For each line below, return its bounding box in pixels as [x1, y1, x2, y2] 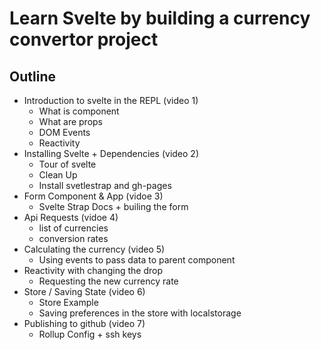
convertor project [9, 28, 159, 51]
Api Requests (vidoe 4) [23, 212, 119, 223]
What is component [38, 105, 120, 117]
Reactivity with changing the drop [23, 265, 164, 276]
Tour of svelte [38, 158, 97, 170]
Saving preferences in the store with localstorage [38, 307, 242, 319]
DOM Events [38, 127, 91, 138]
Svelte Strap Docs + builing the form [38, 201, 189, 212]
